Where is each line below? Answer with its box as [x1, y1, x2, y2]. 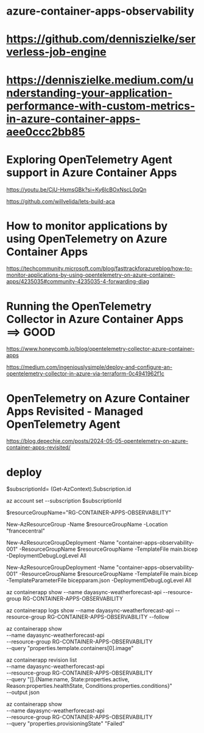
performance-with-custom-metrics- [6, 99, 195, 113]
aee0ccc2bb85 [6, 125, 85, 138]
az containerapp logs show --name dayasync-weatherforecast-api [6, 607, 174, 614]
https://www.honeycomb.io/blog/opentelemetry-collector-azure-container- [6, 345, 195, 353]
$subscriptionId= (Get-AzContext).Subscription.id [6, 486, 132, 493]
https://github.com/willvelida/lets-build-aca [6, 197, 115, 205]
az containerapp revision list [6, 656, 77, 664]
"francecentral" [6, 527, 46, 534]
